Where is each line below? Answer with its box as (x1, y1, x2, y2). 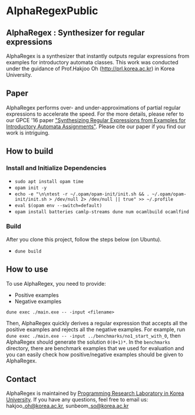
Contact (6, 374, 37, 384)
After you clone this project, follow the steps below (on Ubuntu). (6, 236, 162, 243)
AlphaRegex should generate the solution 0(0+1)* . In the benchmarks (6, 338, 171, 345)
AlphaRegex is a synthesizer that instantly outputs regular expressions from (6, 53, 190, 60)
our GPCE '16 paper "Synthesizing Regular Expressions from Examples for (6, 116, 186, 123)
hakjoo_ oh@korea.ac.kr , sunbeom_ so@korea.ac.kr (6, 403, 129, 410)
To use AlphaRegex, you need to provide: (6, 280, 106, 287)
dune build (14, 248, 42, 254)
